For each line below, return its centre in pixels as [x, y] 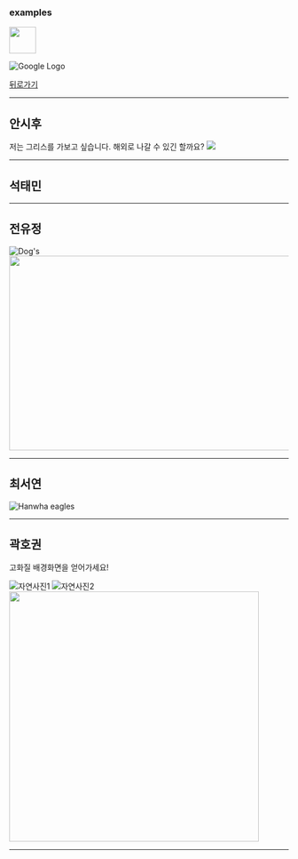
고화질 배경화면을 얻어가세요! [59, 567]
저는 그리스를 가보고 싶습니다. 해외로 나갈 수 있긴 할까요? [107, 147]
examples [31, 12]
